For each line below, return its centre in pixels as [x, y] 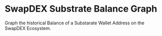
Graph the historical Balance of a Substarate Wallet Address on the [75, 23]
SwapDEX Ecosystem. [28, 28]
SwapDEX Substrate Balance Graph [81, 9]
